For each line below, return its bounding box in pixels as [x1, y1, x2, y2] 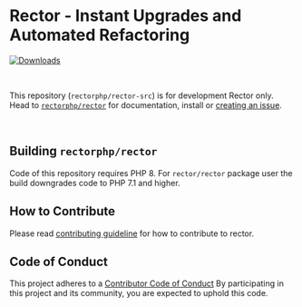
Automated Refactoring [9, 25, 190, 45]
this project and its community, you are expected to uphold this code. [9, 288, 268, 299]
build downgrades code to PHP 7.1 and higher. [9, 177, 180, 188]
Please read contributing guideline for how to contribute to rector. [9, 228, 255, 239]
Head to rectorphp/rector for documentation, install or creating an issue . [9, 99, 283, 110]
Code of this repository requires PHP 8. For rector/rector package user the [9, 167, 293, 178]
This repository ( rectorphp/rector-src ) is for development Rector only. [9, 90, 274, 101]
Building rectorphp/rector [9, 144, 158, 159]
